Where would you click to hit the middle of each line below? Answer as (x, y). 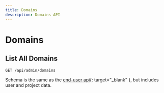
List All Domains (31, 59)
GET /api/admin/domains (31, 70)
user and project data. (29, 85)
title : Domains (21, 10)
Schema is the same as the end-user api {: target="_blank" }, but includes (82, 80)
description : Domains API (33, 15)
